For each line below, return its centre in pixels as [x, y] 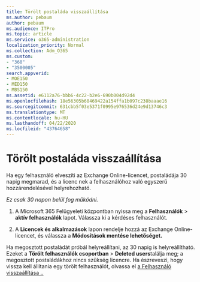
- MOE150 [17, 79]
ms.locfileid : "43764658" [38, 129]
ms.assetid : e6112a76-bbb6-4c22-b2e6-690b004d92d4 [71, 95]
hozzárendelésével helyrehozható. [49, 188]
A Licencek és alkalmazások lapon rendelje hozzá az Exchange [94, 229]
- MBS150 [17, 90]
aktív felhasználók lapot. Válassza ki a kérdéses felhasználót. [91, 217]
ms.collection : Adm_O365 [37, 51]
